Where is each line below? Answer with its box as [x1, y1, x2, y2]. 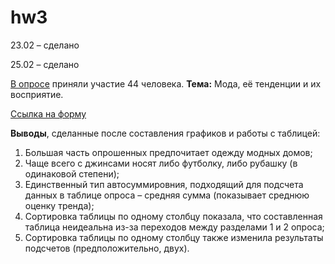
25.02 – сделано [10, 58, 80, 70]
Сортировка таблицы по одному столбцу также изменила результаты [24, 231, 324, 243]
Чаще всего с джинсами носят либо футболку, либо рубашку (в [24, 157, 298, 169]
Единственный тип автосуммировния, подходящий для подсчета [24, 178, 304, 190]
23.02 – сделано [10, 39, 80, 51]
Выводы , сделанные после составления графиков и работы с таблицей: [10, 127, 321, 139]
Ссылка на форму [10, 107, 87, 120]
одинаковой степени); [24, 167, 120, 180]
